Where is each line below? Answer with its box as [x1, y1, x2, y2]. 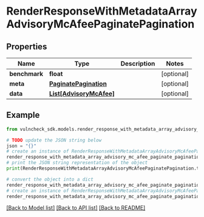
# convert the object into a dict [6, 176, 94, 182]
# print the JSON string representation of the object [6, 160, 148, 166]
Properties [6, 41, 47, 52]
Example [6, 110, 40, 120]
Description [120, 60, 155, 67]
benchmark [9, 70, 44, 78]
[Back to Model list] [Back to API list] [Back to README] [6, 204, 146, 212]
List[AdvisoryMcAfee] [49, 89, 115, 98]
